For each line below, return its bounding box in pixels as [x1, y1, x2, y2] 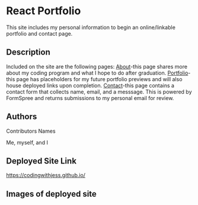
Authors [6, 111, 37, 122]
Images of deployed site [6, 188, 97, 199]
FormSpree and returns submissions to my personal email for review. [6, 94, 174, 101]
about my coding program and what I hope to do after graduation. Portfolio [6, 69, 189, 76]
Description [6, 47, 50, 57]
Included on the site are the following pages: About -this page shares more [6, 63, 188, 70]
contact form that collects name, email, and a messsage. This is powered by [6, 88, 192, 95]
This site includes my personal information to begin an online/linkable [6, 24, 176, 31]
